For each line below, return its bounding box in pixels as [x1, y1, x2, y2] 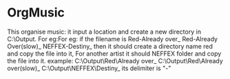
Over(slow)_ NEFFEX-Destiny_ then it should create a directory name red [7, 42, 213, 50]
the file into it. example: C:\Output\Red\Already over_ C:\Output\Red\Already [7, 56, 224, 65]
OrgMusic [7, 5, 65, 21]
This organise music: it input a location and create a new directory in [7, 27, 202, 36]
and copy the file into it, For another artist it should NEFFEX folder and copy [7, 49, 222, 58]
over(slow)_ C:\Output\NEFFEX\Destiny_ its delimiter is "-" [7, 64, 171, 72]
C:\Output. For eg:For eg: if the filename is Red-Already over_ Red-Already [7, 34, 218, 43]
